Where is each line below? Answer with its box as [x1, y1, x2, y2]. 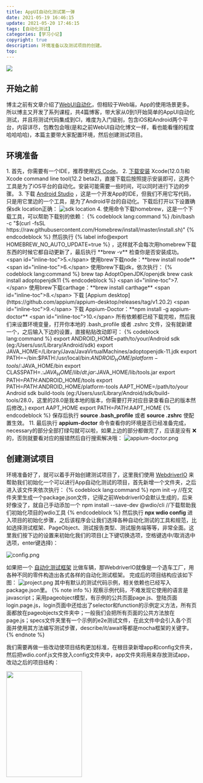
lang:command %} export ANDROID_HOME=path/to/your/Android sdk [6, 335, 180, 342]
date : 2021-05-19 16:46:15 [6, 15, 74, 21]
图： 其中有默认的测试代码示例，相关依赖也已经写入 [6, 578, 171, 586]
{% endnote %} [6, 631, 45, 638]
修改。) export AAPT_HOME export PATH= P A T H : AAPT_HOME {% [11, 404, 171, 411]
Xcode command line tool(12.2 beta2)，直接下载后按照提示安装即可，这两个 [6, 175, 195, 182]
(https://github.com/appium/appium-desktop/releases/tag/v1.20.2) [6, 298, 172, 306]
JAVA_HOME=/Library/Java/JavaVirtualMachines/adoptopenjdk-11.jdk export [6, 348, 197, 355]
